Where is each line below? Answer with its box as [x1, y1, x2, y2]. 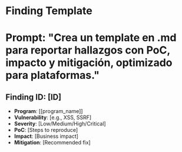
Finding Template [5, 4, 92, 18]
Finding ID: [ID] [5, 92, 62, 102]
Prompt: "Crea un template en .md [5, 31, 177, 45]
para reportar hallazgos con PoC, [5, 44, 170, 57]
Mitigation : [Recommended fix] [14, 139, 91, 146]
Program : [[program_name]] [14, 108, 83, 115]
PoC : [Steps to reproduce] [14, 127, 78, 134]
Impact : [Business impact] [14, 133, 79, 140]
